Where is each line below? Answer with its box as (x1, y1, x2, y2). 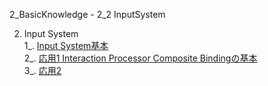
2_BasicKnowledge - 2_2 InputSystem (9, 9, 166, 20)
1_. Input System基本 (23, 40, 109, 51)
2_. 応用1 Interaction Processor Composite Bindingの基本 (23, 52, 258, 64)
